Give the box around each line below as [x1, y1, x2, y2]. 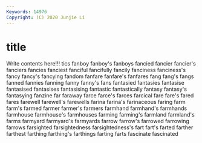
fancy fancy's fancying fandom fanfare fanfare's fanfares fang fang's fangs [6, 73, 194, 80]
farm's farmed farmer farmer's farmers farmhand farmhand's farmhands [6, 105, 187, 112]
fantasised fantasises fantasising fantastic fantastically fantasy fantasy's [6, 85, 187, 93]
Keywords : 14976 [6, 8, 47, 15]
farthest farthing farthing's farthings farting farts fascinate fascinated [6, 130, 178, 138]
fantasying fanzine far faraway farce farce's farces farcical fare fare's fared [6, 92, 194, 99]
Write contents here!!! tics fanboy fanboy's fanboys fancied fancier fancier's [6, 60, 197, 67]
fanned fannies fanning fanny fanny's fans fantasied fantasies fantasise [6, 79, 184, 87]
